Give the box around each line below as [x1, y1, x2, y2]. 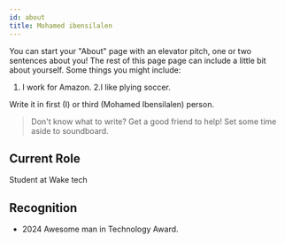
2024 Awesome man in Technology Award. [21, 223, 179, 235]
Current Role [9, 151, 81, 166]
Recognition [9, 200, 78, 216]
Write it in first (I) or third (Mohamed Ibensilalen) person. [9, 98, 215, 109]
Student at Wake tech [9, 175, 89, 185]
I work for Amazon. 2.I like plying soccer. [21, 82, 171, 92]
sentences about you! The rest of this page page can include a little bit [9, 55, 267, 66]
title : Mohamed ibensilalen [9, 21, 113, 30]
